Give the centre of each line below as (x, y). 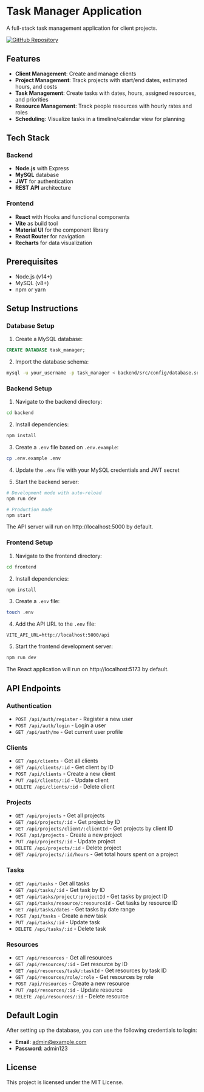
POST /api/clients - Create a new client (65, 774)
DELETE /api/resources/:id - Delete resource (72, 997)
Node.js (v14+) (34, 276)
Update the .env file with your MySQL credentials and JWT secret (97, 470)
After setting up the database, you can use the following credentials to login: (102, 1030)
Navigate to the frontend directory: (58, 556)
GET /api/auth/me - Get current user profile (69, 731)
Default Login (32, 1016)
